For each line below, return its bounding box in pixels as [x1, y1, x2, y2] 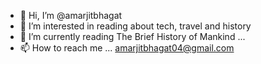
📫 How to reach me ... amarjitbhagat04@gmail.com [19, 42, 235, 54]
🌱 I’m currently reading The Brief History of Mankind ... [19, 31, 246, 42]
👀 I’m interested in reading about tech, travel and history [19, 20, 252, 32]
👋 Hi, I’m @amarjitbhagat [19, 10, 123, 21]
